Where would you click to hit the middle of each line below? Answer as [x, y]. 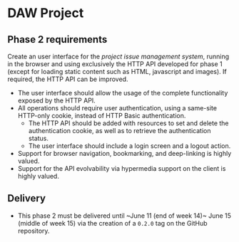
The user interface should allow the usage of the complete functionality [123, 93]
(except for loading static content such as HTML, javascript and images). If [117, 72]
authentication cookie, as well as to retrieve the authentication [119, 131]
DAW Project [46, 13]
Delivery [27, 198]
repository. [34, 231]
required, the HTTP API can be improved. [68, 79]
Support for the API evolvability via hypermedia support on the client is [122, 168]
